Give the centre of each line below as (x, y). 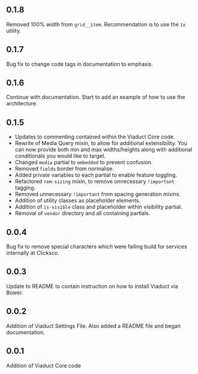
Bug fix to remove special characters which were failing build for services (97, 247)
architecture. (22, 104)
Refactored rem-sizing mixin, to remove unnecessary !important (95, 182)
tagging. (25, 188)
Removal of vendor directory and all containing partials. (83, 213)
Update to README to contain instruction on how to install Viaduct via (92, 286)
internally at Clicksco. (33, 253)
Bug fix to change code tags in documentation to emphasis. (80, 64)
